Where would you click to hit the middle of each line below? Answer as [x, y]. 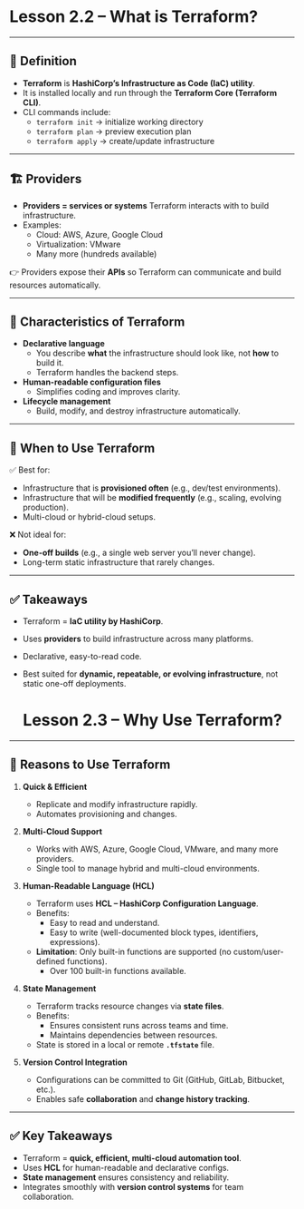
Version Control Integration [75, 1062]
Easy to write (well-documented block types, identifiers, [154, 932]
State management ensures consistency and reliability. [126, 1177]
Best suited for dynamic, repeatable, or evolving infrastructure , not [150, 674]
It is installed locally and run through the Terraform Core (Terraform [150, 93]
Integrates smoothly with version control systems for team [133, 1186]
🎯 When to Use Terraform [82, 448]
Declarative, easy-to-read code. [82, 656]
